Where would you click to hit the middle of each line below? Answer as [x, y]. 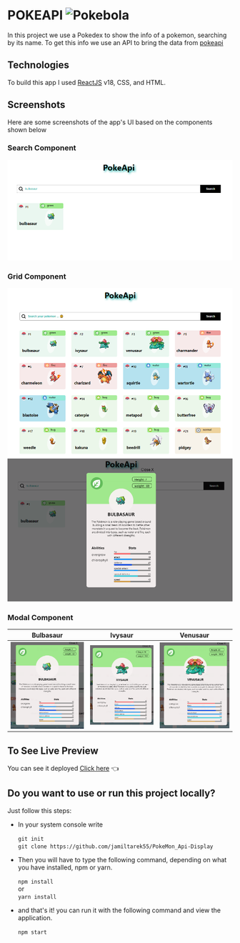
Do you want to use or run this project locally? [111, 793]
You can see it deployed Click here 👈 [63, 769]
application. [35, 917]
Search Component [42, 148]
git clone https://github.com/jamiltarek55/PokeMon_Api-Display [115, 847]
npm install [35, 882]
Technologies [39, 65]
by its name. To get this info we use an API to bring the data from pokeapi [115, 42]
